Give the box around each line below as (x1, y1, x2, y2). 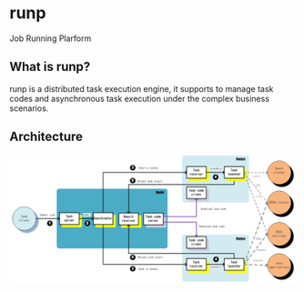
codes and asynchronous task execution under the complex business (9, 93, 270, 104)
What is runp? (9, 59, 91, 75)
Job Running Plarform (9, 33, 92, 44)
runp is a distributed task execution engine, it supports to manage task (9, 83, 274, 94)
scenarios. (9, 103, 49, 114)
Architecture (9, 129, 84, 145)
